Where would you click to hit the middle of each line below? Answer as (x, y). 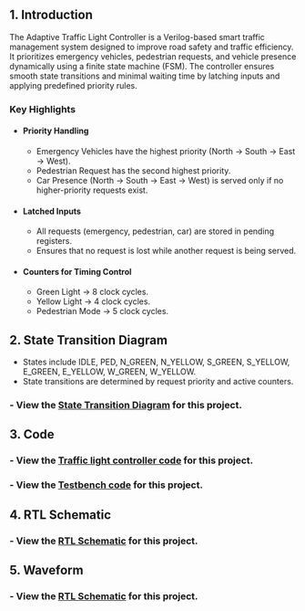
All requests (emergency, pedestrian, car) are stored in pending (155, 231)
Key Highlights (42, 109)
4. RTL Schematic (61, 515)
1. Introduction (51, 15)
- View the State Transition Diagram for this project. (126, 406)
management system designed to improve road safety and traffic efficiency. (152, 47)
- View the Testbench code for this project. (106, 485)
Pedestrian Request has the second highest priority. (133, 170)
